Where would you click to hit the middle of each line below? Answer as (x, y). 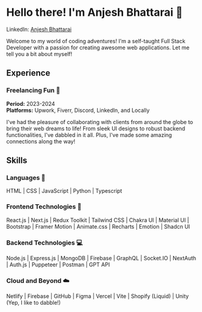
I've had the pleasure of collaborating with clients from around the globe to (100, 122)
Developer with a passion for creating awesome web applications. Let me (98, 47)
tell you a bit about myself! (39, 54)
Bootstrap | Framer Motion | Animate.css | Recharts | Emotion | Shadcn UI (98, 226)
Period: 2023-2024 (31, 103)
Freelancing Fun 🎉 (33, 91)
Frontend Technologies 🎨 (44, 207)
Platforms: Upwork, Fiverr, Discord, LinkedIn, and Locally (78, 110)
